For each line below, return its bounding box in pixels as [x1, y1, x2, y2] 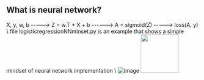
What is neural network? [6, 5, 102, 15]
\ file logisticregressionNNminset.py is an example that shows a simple [6, 27, 184, 35]
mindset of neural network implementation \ [6, 67, 117, 74]
